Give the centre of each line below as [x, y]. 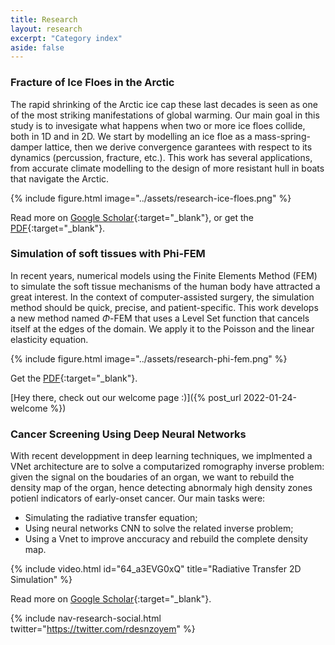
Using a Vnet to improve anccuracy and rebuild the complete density [166, 539]
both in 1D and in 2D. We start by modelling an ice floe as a [131, 136]
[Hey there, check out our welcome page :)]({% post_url [126, 397]
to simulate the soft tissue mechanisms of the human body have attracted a [165, 286]
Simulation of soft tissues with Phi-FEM [108, 254]
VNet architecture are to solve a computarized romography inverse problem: [167, 467]
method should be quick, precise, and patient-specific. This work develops [164, 307]
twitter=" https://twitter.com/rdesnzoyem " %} [103, 629]
